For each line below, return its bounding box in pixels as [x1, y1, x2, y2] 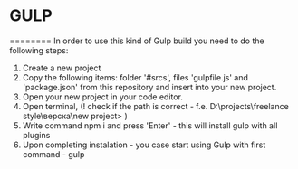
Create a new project [22, 62, 101, 73]
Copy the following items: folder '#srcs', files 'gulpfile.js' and [22, 71, 249, 82]
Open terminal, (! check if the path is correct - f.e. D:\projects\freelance [22, 100, 290, 111]
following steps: [9, 44, 69, 55]
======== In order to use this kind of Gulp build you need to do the [9, 35, 264, 46]
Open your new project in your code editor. [22, 91, 184, 102]
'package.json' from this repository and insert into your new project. [22, 81, 277, 92]
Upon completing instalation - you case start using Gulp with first [22, 139, 266, 150]
